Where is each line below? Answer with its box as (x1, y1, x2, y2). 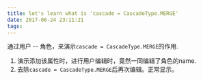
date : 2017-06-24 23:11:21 (7, 16, 84, 23)
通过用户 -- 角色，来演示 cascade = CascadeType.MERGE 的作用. (7, 42, 179, 51)
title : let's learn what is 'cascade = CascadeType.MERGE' (7, 10, 179, 17)
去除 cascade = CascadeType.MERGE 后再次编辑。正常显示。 (16, 66, 178, 74)
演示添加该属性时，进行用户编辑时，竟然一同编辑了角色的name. (16, 57, 197, 65)
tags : (7, 23, 23, 29)
